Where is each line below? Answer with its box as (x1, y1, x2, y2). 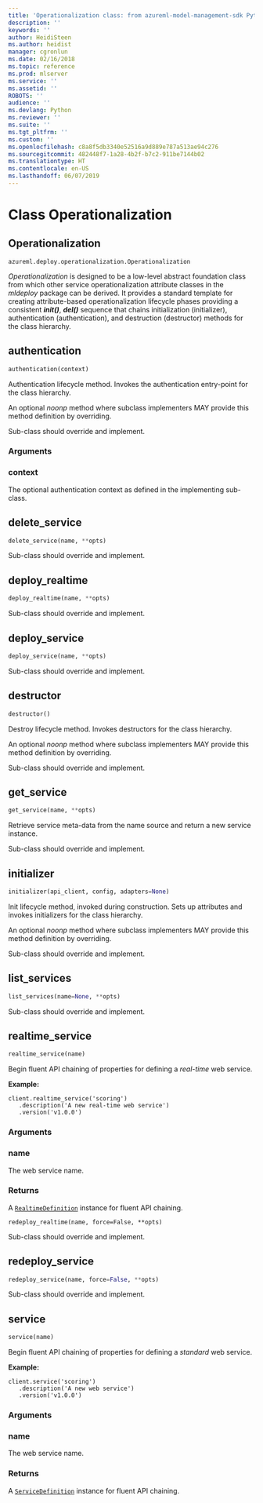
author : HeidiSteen (8, 33, 72, 42)
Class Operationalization (8, 206, 172, 224)
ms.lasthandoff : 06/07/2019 (8, 172, 100, 181)
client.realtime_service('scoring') (8, 1095, 128, 1103)
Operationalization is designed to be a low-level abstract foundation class (8, 272, 247, 281)
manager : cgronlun (8, 48, 68, 56)
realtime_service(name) (8, 1050, 86, 1058)
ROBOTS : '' (8, 92, 44, 100)
